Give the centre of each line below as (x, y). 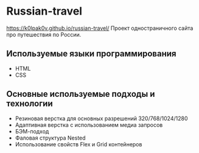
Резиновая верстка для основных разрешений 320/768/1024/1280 (101, 118)
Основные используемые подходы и (81, 94)
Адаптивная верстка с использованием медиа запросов (89, 125)
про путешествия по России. (44, 34)
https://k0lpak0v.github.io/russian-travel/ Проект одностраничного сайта (100, 28)
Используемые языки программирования (91, 54)
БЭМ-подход (32, 131)
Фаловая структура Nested (51, 138)
